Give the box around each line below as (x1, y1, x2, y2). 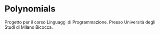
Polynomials (4, 3, 56, 14)
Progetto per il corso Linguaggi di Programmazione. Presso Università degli (4, 19, 156, 25)
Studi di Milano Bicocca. (4, 24, 53, 30)
